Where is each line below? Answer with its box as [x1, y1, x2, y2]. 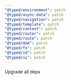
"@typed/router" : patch [5, 31, 55, 36]
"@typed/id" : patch [5, 50, 46, 55]
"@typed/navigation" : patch [5, 17, 64, 22]
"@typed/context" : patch [5, 26, 57, 32]
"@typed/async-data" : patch [5, 12, 64, 17]
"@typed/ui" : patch [5, 55, 46, 60]
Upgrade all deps [5, 69, 41, 75]
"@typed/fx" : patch [5, 45, 46, 50]
